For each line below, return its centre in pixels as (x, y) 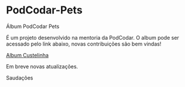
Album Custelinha (27, 55)
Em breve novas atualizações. (42, 66)
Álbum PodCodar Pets (33, 26)
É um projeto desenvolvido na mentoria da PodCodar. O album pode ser (93, 37)
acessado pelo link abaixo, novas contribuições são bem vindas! (84, 44)
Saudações (20, 78)
